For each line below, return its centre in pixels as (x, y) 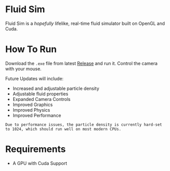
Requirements (36, 149)
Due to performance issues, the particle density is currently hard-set (84, 125)
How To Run (31, 49)
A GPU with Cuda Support (40, 163)
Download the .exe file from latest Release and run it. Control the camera (81, 63)
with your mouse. (23, 69)
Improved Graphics (33, 105)
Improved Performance (37, 115)
